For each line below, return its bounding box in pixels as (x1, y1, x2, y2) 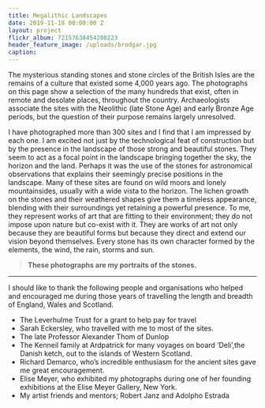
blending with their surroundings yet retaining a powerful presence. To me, (8, 203, 252, 212)
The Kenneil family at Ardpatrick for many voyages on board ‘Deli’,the (19, 341, 245, 349)
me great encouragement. (19, 365, 105, 375)
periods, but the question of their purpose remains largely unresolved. (8, 112, 237, 121)
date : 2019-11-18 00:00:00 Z (8, 19, 104, 27)
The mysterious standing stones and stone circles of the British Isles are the (8, 70, 255, 79)
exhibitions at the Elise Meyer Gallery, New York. (19, 383, 177, 391)
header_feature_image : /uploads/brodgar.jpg (8, 41, 157, 49)
